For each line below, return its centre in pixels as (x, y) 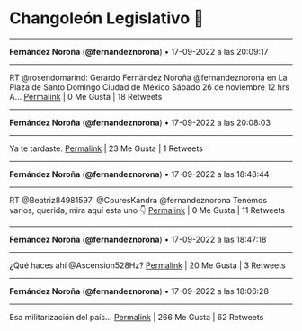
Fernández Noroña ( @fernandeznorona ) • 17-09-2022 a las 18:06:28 (139, 291)
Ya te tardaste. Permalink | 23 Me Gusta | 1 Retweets (107, 148)
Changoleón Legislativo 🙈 (107, 18)
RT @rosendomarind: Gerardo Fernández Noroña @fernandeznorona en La (148, 77)
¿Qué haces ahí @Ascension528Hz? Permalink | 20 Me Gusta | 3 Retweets (147, 265)
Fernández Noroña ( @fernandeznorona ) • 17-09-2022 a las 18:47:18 (138, 239)
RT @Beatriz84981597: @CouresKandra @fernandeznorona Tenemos (138, 200)
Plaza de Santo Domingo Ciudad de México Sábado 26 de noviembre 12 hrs (150, 87)
